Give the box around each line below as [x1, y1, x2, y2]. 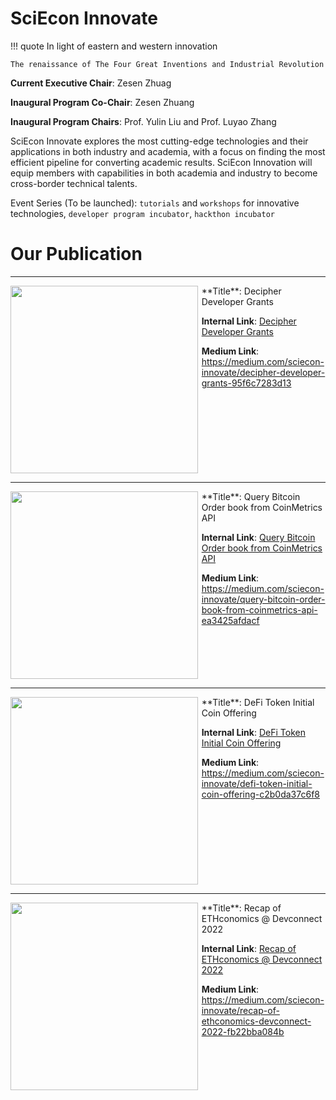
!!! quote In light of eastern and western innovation [10, 40, 218, 52]
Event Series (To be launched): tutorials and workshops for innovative [10, 197, 300, 209]
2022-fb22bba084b [201, 1025, 285, 1037]
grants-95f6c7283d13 [201, 377, 292, 389]
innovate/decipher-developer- [201, 366, 326, 378]
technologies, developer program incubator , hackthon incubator [10, 207, 275, 219]
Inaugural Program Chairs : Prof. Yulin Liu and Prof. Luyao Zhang [10, 115, 277, 127]
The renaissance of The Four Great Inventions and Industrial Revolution [10, 59, 325, 69]
